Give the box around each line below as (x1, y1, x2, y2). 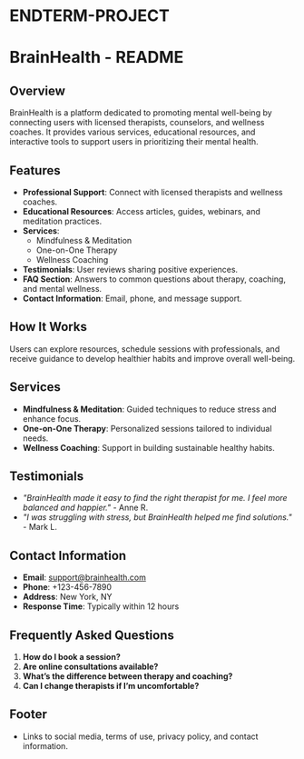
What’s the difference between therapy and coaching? (22, 671, 233, 682)
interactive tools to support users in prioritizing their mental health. (9, 136, 259, 147)
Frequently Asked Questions (9, 627, 175, 643)
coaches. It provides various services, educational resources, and (9, 126, 256, 137)
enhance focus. (22, 413, 82, 424)
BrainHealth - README (9, 47, 184, 68)
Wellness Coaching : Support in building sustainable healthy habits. (22, 442, 275, 453)
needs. (22, 433, 49, 444)
